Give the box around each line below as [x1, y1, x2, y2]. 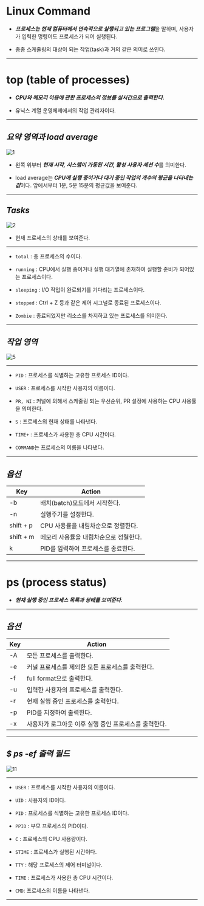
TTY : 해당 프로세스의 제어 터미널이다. [15, 861, 103, 868]
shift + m [9, 533, 35, 541]
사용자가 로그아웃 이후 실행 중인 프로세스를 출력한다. [26, 719, 167, 728]
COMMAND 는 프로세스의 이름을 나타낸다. [15, 444, 104, 451]
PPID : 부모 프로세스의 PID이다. [15, 822, 88, 829]
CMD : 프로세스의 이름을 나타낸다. [15, 887, 90, 894]
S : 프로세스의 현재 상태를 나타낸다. [15, 418, 98, 425]
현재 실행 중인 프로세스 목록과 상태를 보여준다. [15, 597, 123, 604]
